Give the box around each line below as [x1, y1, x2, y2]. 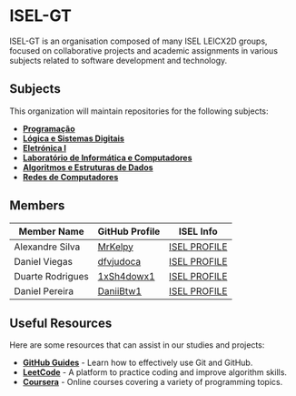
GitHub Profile [97, 225, 161, 238]
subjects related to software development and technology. [9, 55, 228, 66]
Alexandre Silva [14, 240, 81, 253]
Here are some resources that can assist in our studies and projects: [9, 340, 265, 350]
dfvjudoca [97, 255, 142, 268]
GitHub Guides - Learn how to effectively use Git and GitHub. [22, 357, 253, 369]
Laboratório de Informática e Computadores [22, 152, 192, 163]
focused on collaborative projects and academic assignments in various [9, 45, 279, 56]
